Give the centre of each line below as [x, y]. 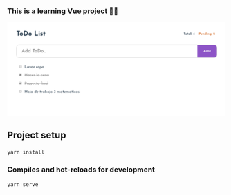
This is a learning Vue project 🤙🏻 [63, 11]
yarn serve [23, 184]
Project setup [37, 135]
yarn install [26, 152]
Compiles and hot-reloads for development [81, 170]
